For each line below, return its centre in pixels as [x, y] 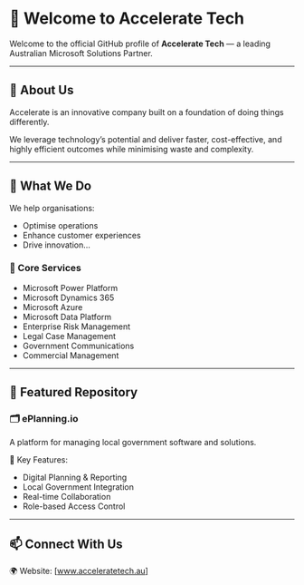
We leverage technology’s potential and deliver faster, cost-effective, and [146, 139]
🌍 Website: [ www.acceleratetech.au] [79, 571]
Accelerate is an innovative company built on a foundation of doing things [147, 112]
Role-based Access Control [74, 506]
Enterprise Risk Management [76, 327]
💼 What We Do [51, 186]
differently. [29, 122]
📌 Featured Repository [74, 392]
